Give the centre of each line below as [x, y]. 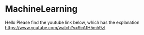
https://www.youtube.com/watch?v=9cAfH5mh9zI [55, 27]
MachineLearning [41, 9]
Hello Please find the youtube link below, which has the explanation [72, 22]
